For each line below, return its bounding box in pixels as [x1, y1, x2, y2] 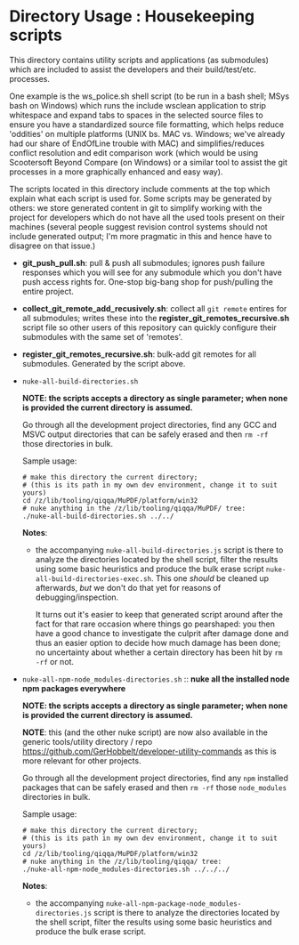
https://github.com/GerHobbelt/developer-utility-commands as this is [21, 746, 278, 756]
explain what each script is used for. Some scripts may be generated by [9, 193, 272, 204]
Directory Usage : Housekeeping [9, 6, 255, 27]
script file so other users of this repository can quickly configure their [21, 322, 278, 333]
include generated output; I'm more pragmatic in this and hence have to [9, 230, 272, 241]
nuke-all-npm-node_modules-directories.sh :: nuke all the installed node [21, 674, 290, 684]
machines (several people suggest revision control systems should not [9, 221, 269, 232]
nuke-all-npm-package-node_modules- [105, 899, 242, 909]
